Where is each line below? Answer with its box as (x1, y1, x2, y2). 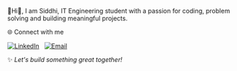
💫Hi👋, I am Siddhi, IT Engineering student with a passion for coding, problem (7, 7, 231, 15)
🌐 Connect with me (7, 28, 64, 36)
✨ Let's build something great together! (7, 56, 122, 63)
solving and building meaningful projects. (7, 14, 128, 22)
